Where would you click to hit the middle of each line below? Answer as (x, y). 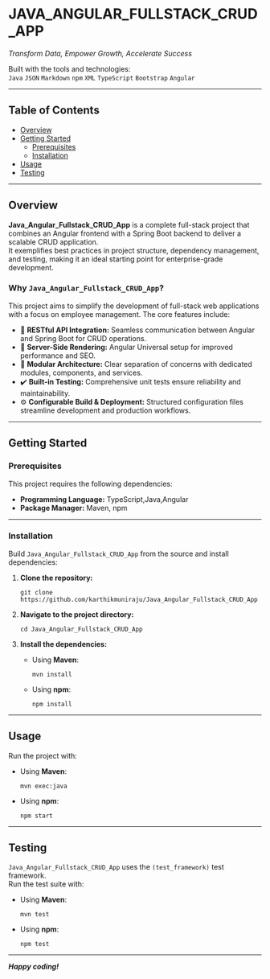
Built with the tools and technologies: (70, 68)
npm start (37, 816)
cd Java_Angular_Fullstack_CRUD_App (81, 629)
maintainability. (45, 393)
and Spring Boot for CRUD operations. (83, 338)
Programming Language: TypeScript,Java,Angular (104, 499)
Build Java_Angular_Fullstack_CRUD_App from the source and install (119, 553)
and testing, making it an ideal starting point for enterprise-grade (116, 259)
